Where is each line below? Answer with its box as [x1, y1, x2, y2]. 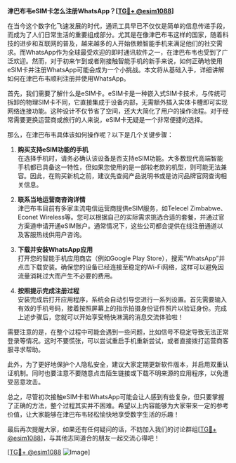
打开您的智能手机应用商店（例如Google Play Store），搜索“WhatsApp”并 [17, 254, 225, 262]
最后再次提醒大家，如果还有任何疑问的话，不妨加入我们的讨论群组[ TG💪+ [7, 425, 217, 434]
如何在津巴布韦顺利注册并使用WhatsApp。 [7, 74, 130, 83]
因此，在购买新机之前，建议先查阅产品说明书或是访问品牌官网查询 [29, 172, 221, 180]
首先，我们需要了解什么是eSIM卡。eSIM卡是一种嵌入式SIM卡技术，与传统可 [7, 89, 227, 98]
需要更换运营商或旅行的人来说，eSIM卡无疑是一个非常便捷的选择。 [13, 116, 207, 123]
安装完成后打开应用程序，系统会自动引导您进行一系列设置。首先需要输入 [17, 295, 227, 304]
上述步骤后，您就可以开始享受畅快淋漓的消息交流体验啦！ [17, 313, 184, 321]
